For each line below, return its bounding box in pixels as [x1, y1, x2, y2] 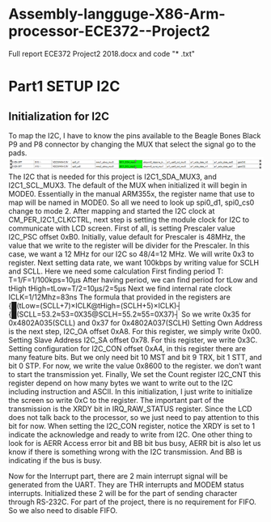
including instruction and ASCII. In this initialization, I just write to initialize [8, 386, 253, 397]
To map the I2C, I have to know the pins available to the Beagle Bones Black [8, 130, 261, 140]
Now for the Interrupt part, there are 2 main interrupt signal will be [8, 471, 228, 481]
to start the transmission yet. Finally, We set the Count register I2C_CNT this [8, 369, 261, 379]
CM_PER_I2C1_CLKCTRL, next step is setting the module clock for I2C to [8, 214, 249, 224]
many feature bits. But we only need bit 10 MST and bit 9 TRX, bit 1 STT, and [8, 352, 263, 362]
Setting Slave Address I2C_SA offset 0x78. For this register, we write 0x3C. [8, 335, 258, 345]
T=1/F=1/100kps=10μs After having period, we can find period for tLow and [8, 274, 258, 284]
